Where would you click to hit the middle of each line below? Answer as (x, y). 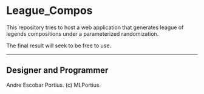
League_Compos (49, 11)
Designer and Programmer (57, 70)
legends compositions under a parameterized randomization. (83, 33)
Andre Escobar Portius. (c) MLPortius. (54, 85)
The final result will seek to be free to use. (59, 45)
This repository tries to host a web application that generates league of (95, 27)
